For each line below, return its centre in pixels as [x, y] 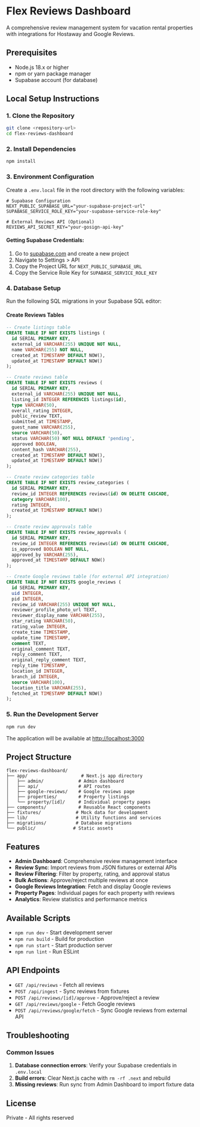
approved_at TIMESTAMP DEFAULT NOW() [59, 560]
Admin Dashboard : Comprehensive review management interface [96, 861]
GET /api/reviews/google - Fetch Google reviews [75, 1004]
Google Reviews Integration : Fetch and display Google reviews [93, 886]
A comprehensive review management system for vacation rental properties [100, 28]
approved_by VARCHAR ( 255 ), [45, 555]
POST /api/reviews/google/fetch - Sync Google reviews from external [101, 1010]
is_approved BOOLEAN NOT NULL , [50, 549]
